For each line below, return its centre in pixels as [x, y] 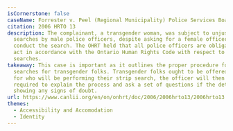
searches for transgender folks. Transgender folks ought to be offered [121, 71]
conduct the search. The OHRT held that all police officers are [110, 46]
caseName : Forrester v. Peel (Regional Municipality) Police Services [111, 20]
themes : [18, 104]
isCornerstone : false [38, 14]
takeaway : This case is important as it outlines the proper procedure [113, 65]
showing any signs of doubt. [55, 91]
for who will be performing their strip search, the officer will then [119, 78]
